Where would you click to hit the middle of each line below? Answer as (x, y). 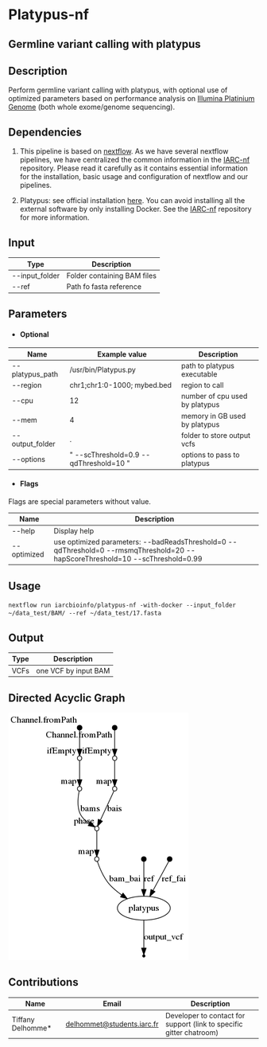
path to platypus (208, 365)
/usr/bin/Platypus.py (103, 370)
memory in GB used (214, 416)
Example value (122, 354)
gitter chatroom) (192, 1032)
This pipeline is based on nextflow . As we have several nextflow (124, 151)
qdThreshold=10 (97, 463)
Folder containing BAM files (112, 275)
